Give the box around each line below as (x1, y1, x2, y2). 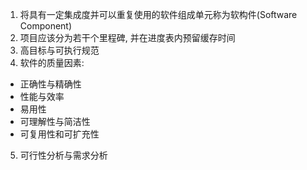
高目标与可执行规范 (19, 44, 100, 56)
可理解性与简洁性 (19, 116, 91, 127)
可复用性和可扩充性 (19, 128, 100, 140)
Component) (19, 20, 73, 32)
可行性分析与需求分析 (19, 149, 108, 161)
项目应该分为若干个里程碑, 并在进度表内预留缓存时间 (19, 32, 236, 43)
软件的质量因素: (19, 57, 85, 68)
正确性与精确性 (19, 78, 82, 90)
